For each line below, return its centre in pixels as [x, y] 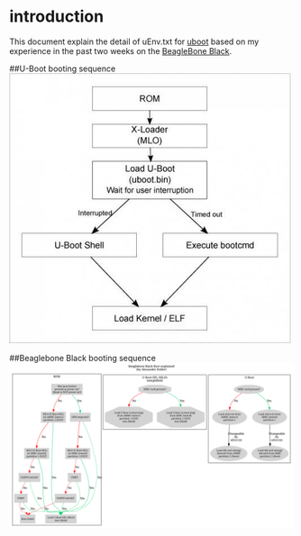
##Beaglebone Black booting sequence [82, 358]
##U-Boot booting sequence [63, 68]
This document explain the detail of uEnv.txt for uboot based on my [134, 41]
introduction [57, 17]
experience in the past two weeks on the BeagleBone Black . [121, 50]
